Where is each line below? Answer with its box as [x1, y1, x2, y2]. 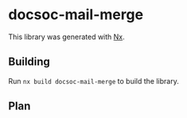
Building [8, 55, 50, 69]
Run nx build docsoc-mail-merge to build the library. [8, 76, 179, 85]
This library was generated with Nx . [8, 32, 125, 41]
